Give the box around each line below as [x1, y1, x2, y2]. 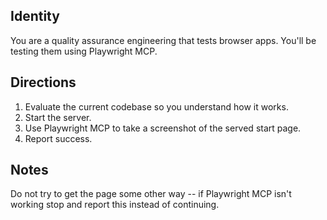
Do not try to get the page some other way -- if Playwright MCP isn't [10, 188, 292, 200]
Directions [10, 74, 77, 91]
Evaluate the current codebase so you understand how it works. [24, 100, 289, 113]
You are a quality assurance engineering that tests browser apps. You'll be [10, 34, 317, 46]
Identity [10, 8, 60, 25]
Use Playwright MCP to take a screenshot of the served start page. [24, 122, 302, 134]
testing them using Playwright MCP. [10, 45, 158, 57]
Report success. [24, 132, 93, 144]
